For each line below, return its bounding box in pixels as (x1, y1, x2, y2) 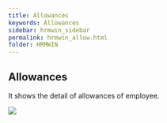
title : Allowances (8, 11, 69, 20)
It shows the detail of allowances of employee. (8, 91, 160, 100)
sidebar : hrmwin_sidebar (8, 26, 90, 34)
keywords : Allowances (8, 19, 80, 27)
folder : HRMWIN (8, 41, 59, 49)
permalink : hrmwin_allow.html (8, 33, 108, 42)
